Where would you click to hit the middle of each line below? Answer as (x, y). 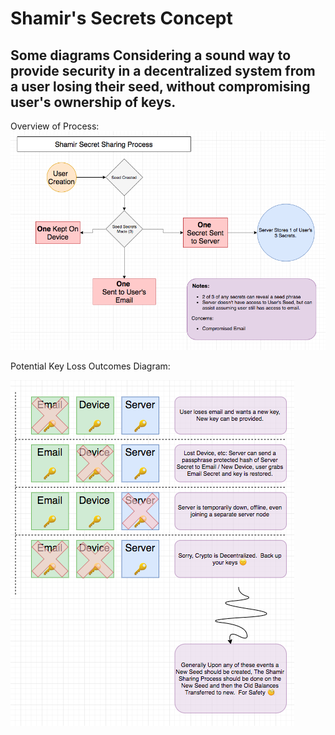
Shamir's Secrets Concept (121, 18)
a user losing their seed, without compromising (160, 86)
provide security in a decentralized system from (163, 70)
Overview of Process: (55, 126)
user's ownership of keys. (93, 102)
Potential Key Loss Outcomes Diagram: (90, 366)
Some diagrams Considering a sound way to (151, 55)
